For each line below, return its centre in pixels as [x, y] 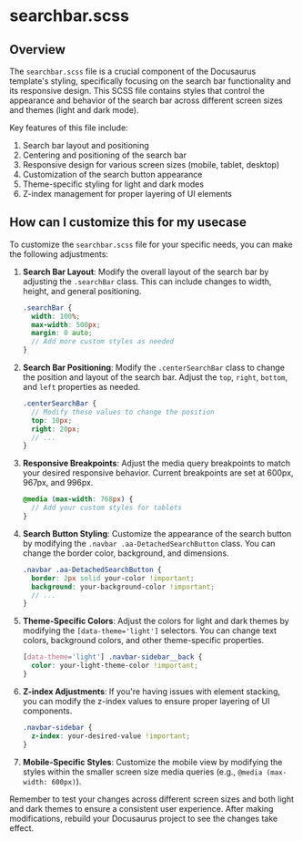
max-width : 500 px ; [66, 324]
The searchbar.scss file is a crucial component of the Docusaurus [133, 71]
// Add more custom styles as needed [103, 342]
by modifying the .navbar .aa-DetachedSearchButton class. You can [149, 543]
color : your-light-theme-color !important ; [115, 666]
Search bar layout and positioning [86, 145]
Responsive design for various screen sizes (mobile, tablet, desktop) [151, 164]
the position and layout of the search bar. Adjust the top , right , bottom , [155, 377]
